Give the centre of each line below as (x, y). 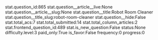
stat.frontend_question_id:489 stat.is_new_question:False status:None (75, 27)
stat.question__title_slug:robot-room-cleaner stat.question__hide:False (76, 17)
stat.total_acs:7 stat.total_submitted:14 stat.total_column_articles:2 (71, 22)
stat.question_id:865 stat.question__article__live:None (59, 7)
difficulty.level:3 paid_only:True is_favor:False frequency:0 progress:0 (75, 33)
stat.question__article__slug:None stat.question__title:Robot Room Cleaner (79, 12)
